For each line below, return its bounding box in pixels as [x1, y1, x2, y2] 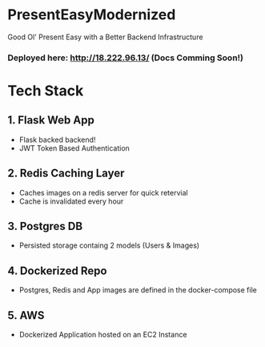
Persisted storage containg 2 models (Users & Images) [18, 240, 200, 250]
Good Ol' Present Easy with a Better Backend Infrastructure [7, 32, 203, 42]
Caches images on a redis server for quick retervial [18, 188, 189, 197]
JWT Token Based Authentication [18, 143, 130, 153]
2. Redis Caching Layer [7, 167, 125, 180]
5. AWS [7, 309, 45, 322]
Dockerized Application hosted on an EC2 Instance [18, 330, 187, 340]
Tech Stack [7, 82, 84, 100]
